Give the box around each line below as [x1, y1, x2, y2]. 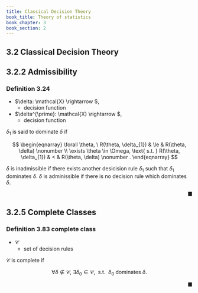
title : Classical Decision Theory [6, 8, 92, 15]
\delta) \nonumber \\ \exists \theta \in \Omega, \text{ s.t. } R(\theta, [18, 147, 180, 154]
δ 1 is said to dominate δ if [6, 128, 68, 137]
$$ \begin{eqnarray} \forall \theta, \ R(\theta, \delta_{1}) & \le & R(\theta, [12, 141, 187, 148]
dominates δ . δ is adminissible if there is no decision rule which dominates [6, 172, 187, 180]
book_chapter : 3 [6, 19, 46, 25]
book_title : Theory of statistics [6, 14, 92, 20]
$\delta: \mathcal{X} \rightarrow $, [14, 98, 99, 105]
